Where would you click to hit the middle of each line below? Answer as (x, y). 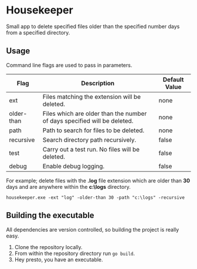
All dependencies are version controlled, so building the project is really (93, 229)
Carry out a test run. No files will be (91, 149)
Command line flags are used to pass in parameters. (69, 65)
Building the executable (50, 215)
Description (98, 83)
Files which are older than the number (95, 113)
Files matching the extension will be (92, 96)
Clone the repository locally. (49, 247)
